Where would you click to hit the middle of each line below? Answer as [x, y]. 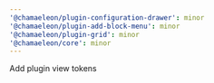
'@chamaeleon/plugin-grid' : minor [75, 34]
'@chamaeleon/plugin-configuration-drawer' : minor [107, 18]
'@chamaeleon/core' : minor [60, 43]
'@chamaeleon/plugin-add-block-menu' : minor [95, 26]
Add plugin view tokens [53, 69]
